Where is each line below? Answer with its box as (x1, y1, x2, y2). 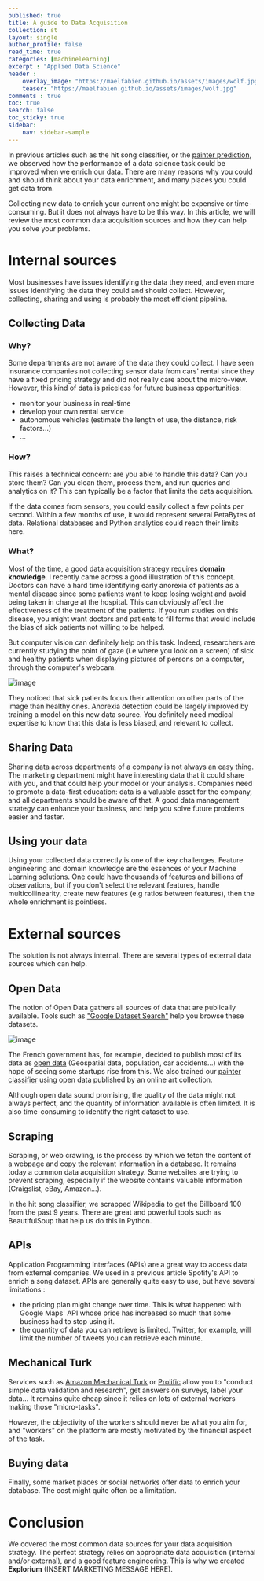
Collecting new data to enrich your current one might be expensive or (8, 198, 233, 208)
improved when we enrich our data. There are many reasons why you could (8, 167, 253, 176)
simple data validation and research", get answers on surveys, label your (8, 1385, 244, 1395)
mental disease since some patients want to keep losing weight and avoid (8, 589, 247, 598)
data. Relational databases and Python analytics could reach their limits (8, 518, 240, 528)
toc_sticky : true (8, 114, 65, 122)
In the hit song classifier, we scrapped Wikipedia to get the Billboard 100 (8, 1200, 242, 1209)
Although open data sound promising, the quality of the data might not (8, 1090, 236, 1100)
